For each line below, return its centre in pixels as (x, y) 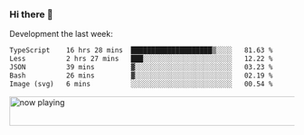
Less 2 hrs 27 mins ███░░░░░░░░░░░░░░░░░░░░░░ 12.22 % (141, 59)
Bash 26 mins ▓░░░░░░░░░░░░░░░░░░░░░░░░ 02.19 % (141, 76)
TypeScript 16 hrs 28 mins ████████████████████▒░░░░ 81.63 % (141, 50)
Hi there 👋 (32, 14)
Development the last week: (61, 34)
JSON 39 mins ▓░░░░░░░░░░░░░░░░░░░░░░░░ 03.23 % (141, 67)
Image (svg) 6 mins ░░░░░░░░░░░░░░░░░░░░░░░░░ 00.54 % (141, 84)
